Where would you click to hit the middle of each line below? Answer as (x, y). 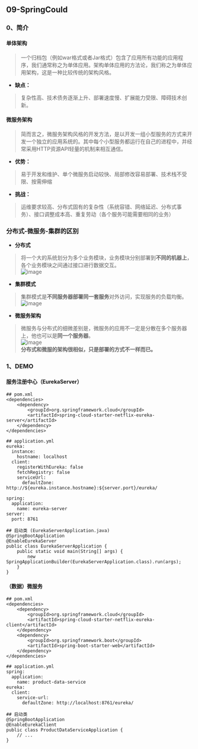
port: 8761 (25, 519)
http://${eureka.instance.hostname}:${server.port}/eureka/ (82, 488)
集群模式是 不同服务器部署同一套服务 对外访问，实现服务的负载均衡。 (104, 297)
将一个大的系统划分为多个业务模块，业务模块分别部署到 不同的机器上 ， (106, 258)
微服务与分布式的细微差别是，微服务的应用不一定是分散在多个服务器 (104, 328)
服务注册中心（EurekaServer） (44, 381)
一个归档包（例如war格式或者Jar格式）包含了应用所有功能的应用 (99, 57)
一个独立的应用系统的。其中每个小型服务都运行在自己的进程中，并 (106, 141)
